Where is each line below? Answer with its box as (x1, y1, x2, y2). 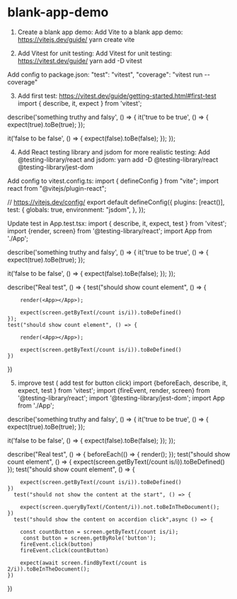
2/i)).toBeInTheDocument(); (7, 565, 91, 573)
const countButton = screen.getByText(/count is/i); (20, 528, 179, 535)
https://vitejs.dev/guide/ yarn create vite (17, 35, 135, 43)
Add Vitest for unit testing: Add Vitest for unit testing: (17, 49, 172, 57)
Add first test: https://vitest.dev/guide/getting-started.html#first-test (17, 91, 216, 100)
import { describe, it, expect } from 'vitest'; (17, 99, 142, 107)
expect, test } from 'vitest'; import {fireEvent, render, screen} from (17, 386, 210, 394)
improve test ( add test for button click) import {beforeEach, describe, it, (17, 379, 229, 387)
